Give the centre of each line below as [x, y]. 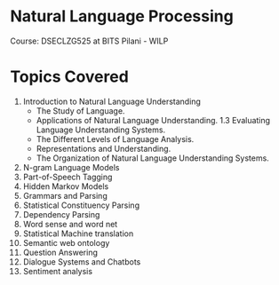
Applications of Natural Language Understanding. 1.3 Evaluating [153, 120]
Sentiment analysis [57, 271]
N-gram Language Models [71, 167]
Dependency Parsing [61, 214]
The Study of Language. [80, 111]
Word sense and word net [70, 224]
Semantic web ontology [66, 242]
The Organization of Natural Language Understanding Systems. [152, 158]
